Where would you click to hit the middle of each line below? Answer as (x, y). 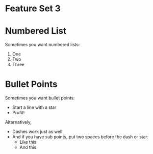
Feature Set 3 (33, 9)
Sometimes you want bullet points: (40, 98)
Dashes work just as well (37, 132)
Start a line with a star (34, 107)
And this (28, 147)
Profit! (18, 113)
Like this (28, 142)
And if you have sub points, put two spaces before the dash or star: (80, 137)
